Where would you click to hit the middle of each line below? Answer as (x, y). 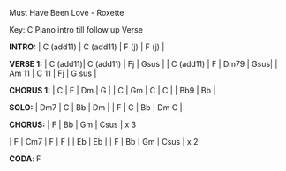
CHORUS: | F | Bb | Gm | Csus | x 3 (73, 124)
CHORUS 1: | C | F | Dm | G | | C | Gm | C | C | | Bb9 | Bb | (113, 90)
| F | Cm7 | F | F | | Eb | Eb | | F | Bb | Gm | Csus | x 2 (104, 141)
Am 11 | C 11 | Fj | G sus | (53, 73)
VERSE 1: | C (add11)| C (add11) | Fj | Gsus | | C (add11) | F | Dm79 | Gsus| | (143, 64)
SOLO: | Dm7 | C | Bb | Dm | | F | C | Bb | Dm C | (96, 108)
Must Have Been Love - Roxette (67, 13)
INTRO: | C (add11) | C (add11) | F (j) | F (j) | (87, 47)
